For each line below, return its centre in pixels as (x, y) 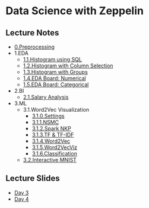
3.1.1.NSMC (45, 122)
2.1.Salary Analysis (46, 97)
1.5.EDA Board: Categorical (56, 84)
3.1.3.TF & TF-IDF (53, 135)
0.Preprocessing (34, 47)
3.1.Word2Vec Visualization (56, 110)
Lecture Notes (32, 33)
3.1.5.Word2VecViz (55, 147)
